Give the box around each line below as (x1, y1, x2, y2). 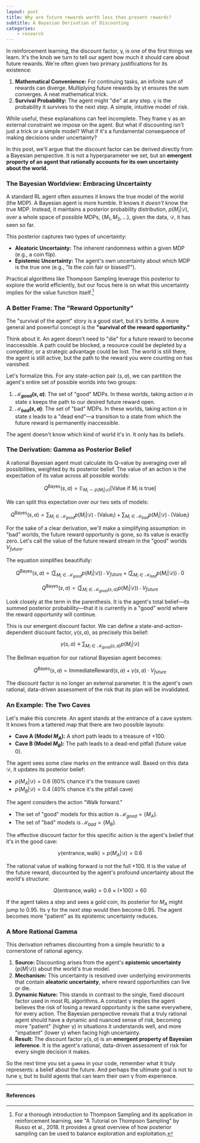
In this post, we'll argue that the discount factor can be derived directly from (6, 146, 193, 153)
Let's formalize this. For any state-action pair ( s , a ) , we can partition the (6, 372, 182, 379)
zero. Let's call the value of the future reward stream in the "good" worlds (6, 537, 187, 544)
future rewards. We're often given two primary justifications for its (6, 60, 168, 68)
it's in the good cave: (6, 838, 58, 845)
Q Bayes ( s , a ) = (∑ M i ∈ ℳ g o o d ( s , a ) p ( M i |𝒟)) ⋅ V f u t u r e (41, 583, 159, 593)
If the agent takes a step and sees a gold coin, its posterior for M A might (6, 899, 183, 907)
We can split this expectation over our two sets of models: (6, 498, 149, 505)
